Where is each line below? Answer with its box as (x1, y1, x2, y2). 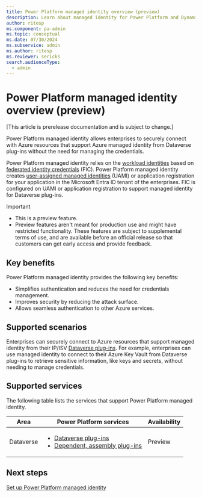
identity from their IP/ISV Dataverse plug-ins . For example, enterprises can (6, 344, 191, 351)
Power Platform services (57, 418, 129, 426)
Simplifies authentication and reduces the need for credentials (14, 285, 170, 292)
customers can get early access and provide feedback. (14, 240, 152, 247)
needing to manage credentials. (6, 363, 85, 371)
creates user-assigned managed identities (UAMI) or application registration (6, 172, 195, 179)
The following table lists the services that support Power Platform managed (6, 397, 193, 404)
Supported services (6, 381, 82, 391)
